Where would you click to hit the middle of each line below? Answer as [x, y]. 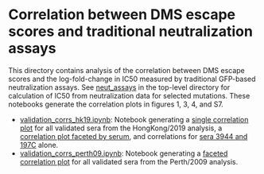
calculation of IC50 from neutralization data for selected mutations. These [129, 95]
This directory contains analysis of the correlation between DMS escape [126, 70]
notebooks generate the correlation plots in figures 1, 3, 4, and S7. [116, 104]
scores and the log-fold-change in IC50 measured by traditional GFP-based [132, 79]
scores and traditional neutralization [130, 31]
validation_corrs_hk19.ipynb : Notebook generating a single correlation [134, 119]
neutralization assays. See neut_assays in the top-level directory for [119, 87]
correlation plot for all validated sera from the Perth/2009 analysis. [129, 161]
